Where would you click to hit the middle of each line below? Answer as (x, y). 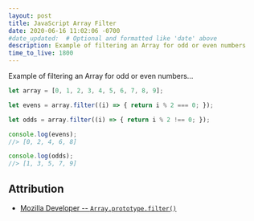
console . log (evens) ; (43, 134)
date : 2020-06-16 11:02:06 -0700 (64, 31)
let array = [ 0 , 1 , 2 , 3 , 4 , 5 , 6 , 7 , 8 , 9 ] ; (86, 91)
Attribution (36, 188)
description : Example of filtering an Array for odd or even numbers (127, 46)
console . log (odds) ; (41, 156)
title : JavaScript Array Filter (62, 23)
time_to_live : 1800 (41, 53)
